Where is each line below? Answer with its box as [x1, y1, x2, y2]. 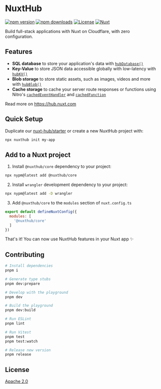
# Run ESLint [5, 317, 32, 321]
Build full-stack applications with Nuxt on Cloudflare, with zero [5, 28, 130, 34]
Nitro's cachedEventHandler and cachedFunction [12, 91, 106, 97]
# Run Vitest [5, 330, 32, 335]
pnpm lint [5, 321, 25, 326]
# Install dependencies [5, 263, 53, 269]
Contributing [5, 251, 45, 259]
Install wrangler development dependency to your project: [12, 182, 128, 187]
